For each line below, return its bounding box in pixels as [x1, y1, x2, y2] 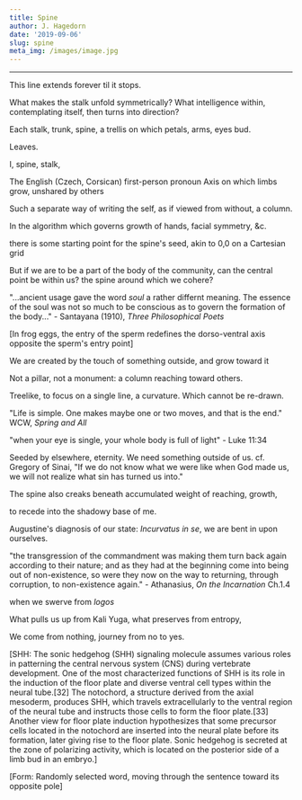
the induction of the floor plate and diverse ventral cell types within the [9, 678, 271, 689]
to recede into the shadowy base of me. [9, 506, 157, 517]
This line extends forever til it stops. [9, 80, 142, 91]
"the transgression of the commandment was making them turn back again [9, 550, 288, 562]
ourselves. [9, 533, 49, 544]
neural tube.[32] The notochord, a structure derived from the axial [9, 687, 254, 698]
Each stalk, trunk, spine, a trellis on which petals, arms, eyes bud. [9, 124, 252, 135]
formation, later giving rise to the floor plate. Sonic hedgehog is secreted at [9, 734, 288, 746]
